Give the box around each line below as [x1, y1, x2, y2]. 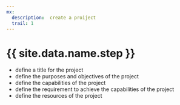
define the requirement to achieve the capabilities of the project [15, 86, 175, 93]
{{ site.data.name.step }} [6, 46, 136, 60]
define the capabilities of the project [15, 80, 106, 87]
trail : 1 [12, 20, 34, 26]
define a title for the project [15, 66, 84, 73]
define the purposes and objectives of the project [15, 73, 139, 80]
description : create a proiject [12, 15, 96, 21]
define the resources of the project [15, 92, 102, 100]
